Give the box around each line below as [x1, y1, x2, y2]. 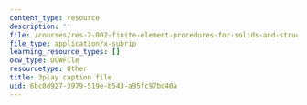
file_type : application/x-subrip [9, 38, 137, 48]
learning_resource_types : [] [9, 47, 121, 57]
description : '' [9, 22, 71, 31]
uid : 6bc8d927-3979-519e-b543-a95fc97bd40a [9, 81, 178, 90]
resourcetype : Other [9, 65, 89, 74]
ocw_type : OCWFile [9, 56, 79, 65]
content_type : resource [9, 13, 101, 23]
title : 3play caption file [9, 73, 112, 82]
